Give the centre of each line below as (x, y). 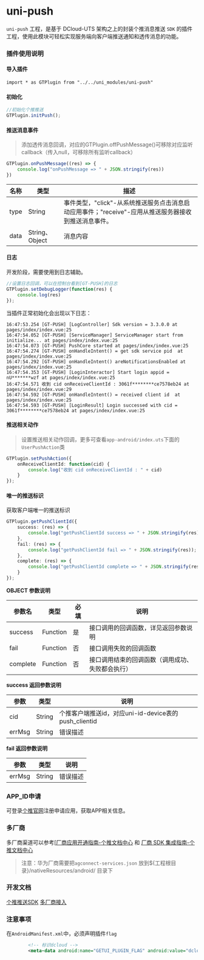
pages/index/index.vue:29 (39, 389)
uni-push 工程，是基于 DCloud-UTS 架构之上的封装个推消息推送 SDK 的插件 (100, 29)
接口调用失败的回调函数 (123, 648)
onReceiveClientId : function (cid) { (64, 464)
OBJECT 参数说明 (28, 590)
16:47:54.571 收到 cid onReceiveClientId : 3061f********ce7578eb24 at (98, 384)
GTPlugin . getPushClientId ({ (42, 522)
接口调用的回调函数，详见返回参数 (138, 628)
